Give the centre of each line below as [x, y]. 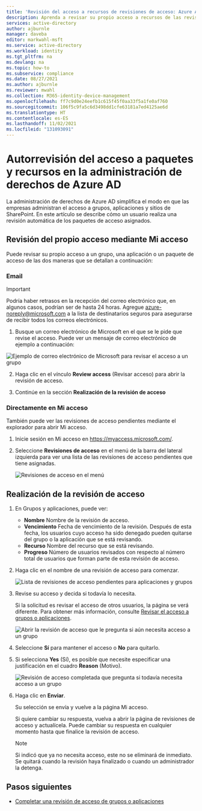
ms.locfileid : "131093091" [40, 129]
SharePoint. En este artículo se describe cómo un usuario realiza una [92, 214]
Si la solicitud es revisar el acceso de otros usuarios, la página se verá [102, 605]
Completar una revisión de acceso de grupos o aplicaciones [89, 801]
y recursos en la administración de [94, 172]
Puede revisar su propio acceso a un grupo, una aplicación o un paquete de [100, 254]
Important [18, 289]
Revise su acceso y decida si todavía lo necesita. [75, 594]
